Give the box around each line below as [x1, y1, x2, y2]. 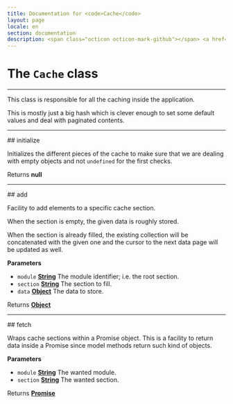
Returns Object [7, 301, 51, 309]
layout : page [7, 17, 45, 24]
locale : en [7, 23, 39, 30]
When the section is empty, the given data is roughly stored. [7, 217, 179, 226]
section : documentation [7, 29, 76, 37]
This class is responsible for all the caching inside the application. [7, 95, 196, 104]
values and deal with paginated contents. [7, 116, 125, 125]
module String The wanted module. [17, 369, 116, 377]
